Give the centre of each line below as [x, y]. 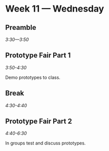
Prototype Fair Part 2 [39, 121]
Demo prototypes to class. [33, 77]
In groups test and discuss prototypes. [46, 143]
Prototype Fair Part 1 [38, 55]
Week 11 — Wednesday [55, 9]
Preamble [21, 28]
